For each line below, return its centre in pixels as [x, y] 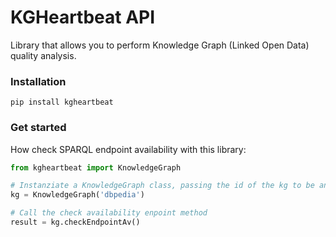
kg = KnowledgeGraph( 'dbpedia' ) [77, 195]
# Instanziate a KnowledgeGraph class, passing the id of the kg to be [162, 186]
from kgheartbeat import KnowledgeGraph [96, 167]
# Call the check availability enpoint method [109, 213]
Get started [38, 128]
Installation [38, 81]
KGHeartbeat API [83, 17]
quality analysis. [43, 55]
